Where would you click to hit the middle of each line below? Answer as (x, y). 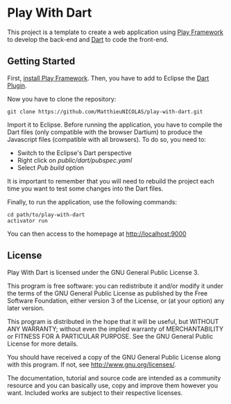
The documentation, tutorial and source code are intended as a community (114, 378)
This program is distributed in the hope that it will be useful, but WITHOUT (113, 321)
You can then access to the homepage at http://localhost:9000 (97, 234)
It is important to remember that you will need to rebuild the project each (111, 181)
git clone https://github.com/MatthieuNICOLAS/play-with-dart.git (105, 112)
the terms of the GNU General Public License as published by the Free (108, 293)
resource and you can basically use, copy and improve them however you (113, 385)
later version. (26, 308)
